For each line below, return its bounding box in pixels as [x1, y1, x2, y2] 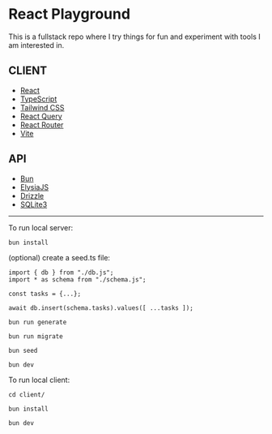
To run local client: [8, 375, 70, 385]
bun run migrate [8, 332, 63, 341]
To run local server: [8, 222, 74, 232]
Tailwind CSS [19, 102, 65, 112]
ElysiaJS [19, 182, 49, 191]
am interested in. [8, 40, 65, 49]
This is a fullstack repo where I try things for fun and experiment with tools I [8, 32, 261, 41]
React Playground [8, 5, 131, 24]
